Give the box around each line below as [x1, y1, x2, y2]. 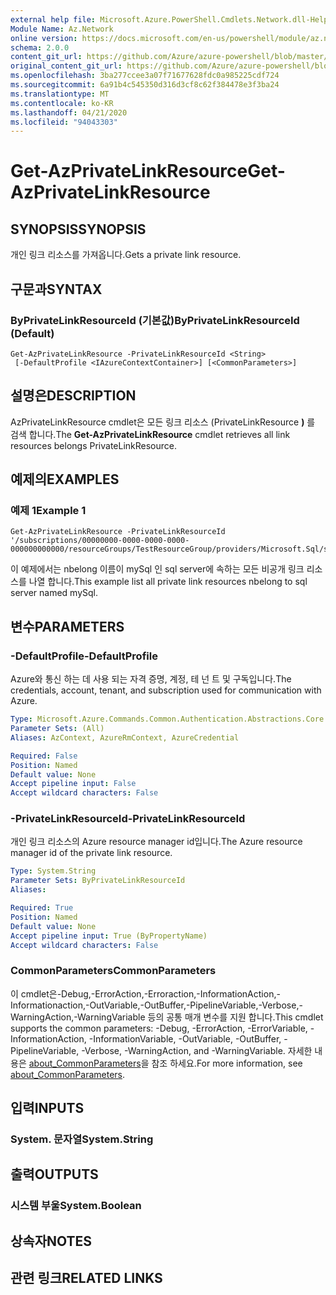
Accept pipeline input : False [10, 779, 137, 789]
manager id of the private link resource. [10, 847, 173, 859]
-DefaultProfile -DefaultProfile [10, 649, 158, 663]
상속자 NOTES [10, 1232, 93, 1250]
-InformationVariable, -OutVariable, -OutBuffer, [88, 1032, 282, 1045]
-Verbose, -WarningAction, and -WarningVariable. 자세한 [81, 1044, 313, 1056]
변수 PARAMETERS [10, 618, 125, 635]
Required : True [10, 903, 74, 913]
